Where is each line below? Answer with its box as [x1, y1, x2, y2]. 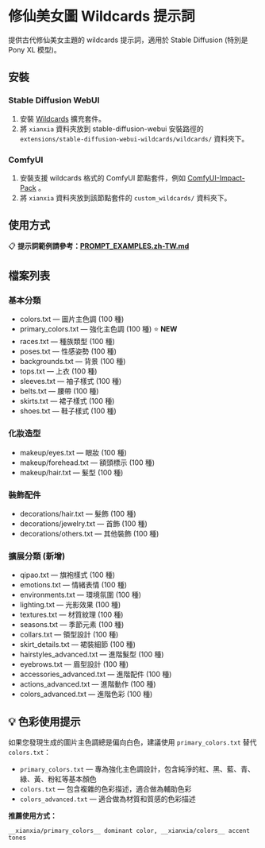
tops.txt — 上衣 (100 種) [19, 366, 98, 376]
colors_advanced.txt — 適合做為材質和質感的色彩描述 [19, 794, 196, 803]
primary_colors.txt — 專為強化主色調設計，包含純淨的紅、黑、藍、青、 [19, 765, 255, 774]
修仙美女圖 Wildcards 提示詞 [8, 7, 196, 25]
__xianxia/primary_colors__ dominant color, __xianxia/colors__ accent [8, 827, 250, 835]
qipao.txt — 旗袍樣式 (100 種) [19, 570, 116, 580]
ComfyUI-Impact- [187, 172, 246, 183]
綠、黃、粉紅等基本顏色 [19, 774, 97, 784]
